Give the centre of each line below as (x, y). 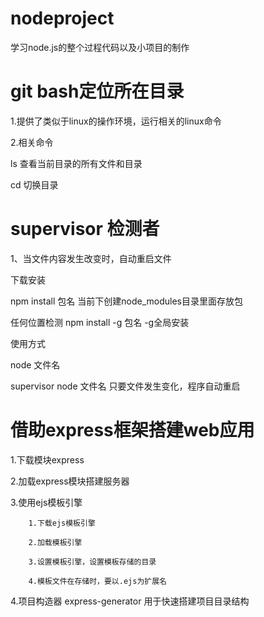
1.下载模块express (47, 459)
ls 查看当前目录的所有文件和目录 (76, 163)
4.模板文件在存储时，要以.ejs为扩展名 (97, 581)
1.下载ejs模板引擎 (62, 523)
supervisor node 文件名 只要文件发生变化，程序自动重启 (125, 386)
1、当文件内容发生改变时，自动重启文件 (91, 258)
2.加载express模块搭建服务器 (70, 481)
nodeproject (62, 18)
